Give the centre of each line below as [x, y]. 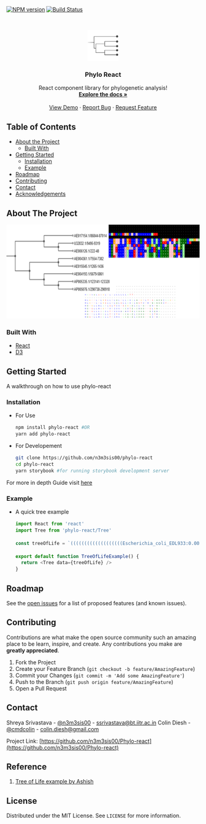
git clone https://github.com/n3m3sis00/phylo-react [84, 458]
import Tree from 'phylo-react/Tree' [63, 530]
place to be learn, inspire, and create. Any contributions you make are [94, 644]
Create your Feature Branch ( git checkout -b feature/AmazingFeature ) [105, 669]
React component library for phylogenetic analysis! [103, 88]
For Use [25, 415]
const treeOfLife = [40, 543]
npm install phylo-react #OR [52, 428]
